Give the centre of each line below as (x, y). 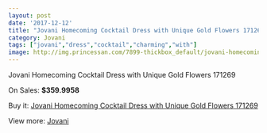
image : (19, 52)
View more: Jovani (39, 121)
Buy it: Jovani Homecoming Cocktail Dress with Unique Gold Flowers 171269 (133, 105)
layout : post (30, 15)
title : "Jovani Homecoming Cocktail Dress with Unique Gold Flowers (124, 30)
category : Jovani (37, 38)
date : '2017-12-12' (41, 23)
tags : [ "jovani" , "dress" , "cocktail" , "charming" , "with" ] (103, 45)
